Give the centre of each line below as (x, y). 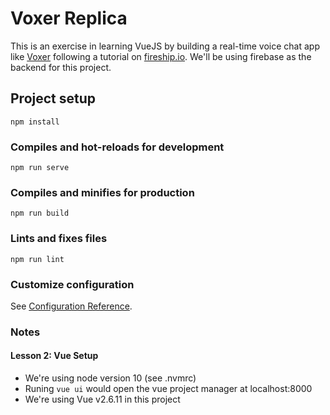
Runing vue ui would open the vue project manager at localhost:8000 (168, 389)
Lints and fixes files (59, 239)
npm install (35, 122)
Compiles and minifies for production (102, 192)
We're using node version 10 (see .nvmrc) (110, 378)
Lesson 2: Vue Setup (54, 356)
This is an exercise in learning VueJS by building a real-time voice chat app (165, 46)
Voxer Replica (69, 18)
